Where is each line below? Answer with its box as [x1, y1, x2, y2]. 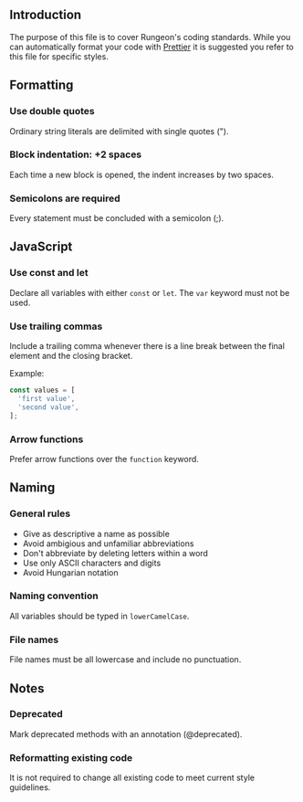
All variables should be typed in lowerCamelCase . [9, 610, 190, 621]
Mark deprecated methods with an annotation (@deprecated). [9, 728, 243, 739]
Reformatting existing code [9, 751, 133, 764]
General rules [9, 507, 71, 520]
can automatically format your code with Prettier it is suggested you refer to [9, 41, 295, 52]
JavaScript [9, 239, 73, 255]
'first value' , [17, 394, 76, 403]
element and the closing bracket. [9, 351, 133, 362]
